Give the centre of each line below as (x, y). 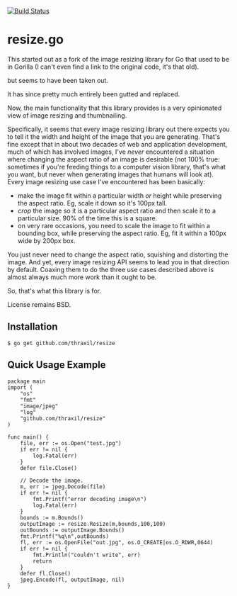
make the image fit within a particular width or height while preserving (120, 196)
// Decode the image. (52, 480)
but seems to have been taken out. (58, 80)
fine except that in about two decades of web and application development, (117, 144)
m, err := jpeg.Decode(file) (63, 487)
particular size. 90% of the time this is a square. (87, 218)
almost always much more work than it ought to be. (82, 277)
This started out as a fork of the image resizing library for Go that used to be (118, 59)
